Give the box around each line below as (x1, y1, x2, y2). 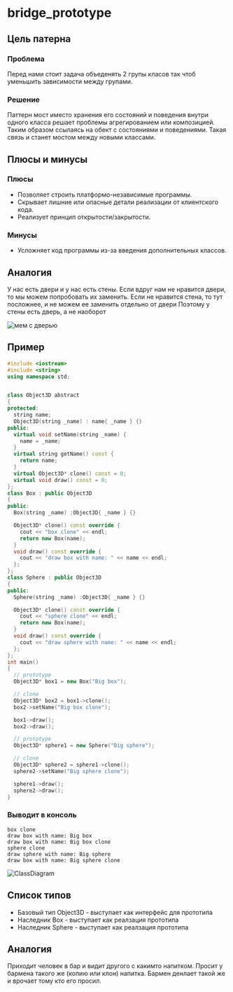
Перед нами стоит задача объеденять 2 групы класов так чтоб (7, 69, 196, 78)
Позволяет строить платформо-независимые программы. (17, 190, 192, 199)
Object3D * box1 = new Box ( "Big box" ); (13, 678, 127, 685)
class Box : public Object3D (7, 490, 92, 497)
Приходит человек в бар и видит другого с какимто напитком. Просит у (7, 962, 223, 970)
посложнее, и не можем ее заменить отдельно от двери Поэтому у (7, 300, 210, 308)
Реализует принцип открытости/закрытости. (17, 213, 151, 221)
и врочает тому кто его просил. (7, 977, 101, 985)
